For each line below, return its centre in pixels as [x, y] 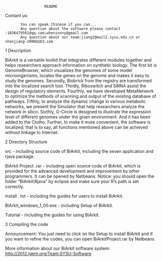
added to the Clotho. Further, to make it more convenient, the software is [78, 122]
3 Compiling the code [27, 224]
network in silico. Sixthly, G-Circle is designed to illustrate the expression [78, 112]
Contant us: [17, 16]
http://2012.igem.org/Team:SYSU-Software [48, 253]
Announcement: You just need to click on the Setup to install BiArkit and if [79, 234]
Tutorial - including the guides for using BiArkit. [52, 215]
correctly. [15, 186]
